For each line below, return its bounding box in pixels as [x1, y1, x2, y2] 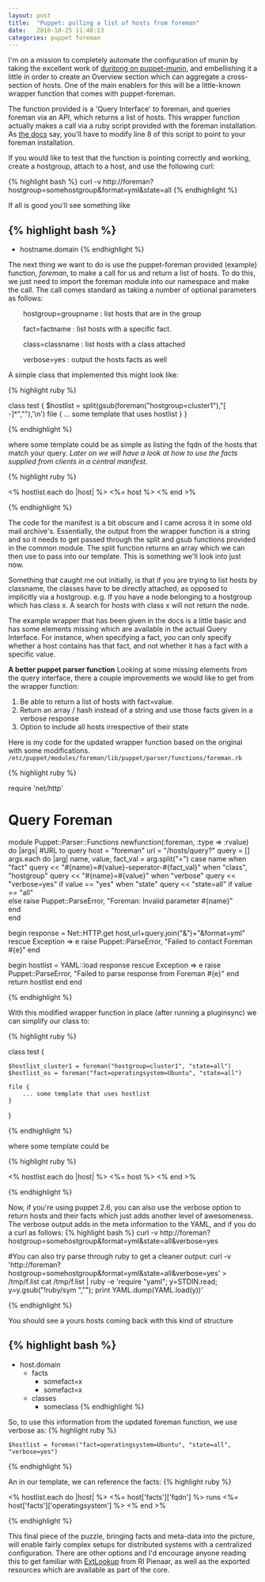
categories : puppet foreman [8, 33, 101, 42]
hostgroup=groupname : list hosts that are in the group [23, 309, 202, 319]
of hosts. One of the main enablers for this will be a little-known [34, 81, 241, 90]
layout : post [8, 11, 51, 20]
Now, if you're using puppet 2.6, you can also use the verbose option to [8, 1203, 241, 1212]
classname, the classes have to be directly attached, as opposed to [8, 584, 228, 593]
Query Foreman [8, 812, 113, 829]
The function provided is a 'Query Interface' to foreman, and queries [8, 104, 231, 114]
